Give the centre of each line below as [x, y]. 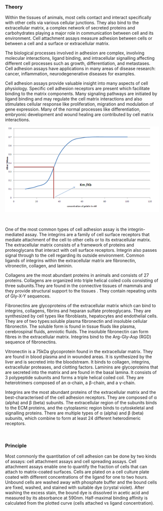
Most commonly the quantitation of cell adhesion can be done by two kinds [81, 456]
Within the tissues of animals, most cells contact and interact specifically [78, 18]
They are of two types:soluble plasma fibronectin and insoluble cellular [76, 321]
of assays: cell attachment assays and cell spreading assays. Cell [71, 462]
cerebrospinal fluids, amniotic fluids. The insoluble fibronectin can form [77, 332]
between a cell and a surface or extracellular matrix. [57, 44]
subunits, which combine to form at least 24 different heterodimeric [73, 418]
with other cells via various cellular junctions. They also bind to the [72, 23]
